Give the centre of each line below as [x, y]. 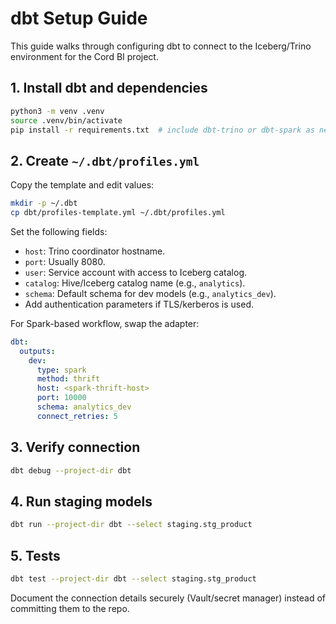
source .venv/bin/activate [66, 120]
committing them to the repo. [70, 608]
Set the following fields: [59, 231]
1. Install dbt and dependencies [109, 88]
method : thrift [68, 379]
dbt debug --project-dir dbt [71, 470]
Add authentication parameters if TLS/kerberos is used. [139, 304]
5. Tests [35, 555]
